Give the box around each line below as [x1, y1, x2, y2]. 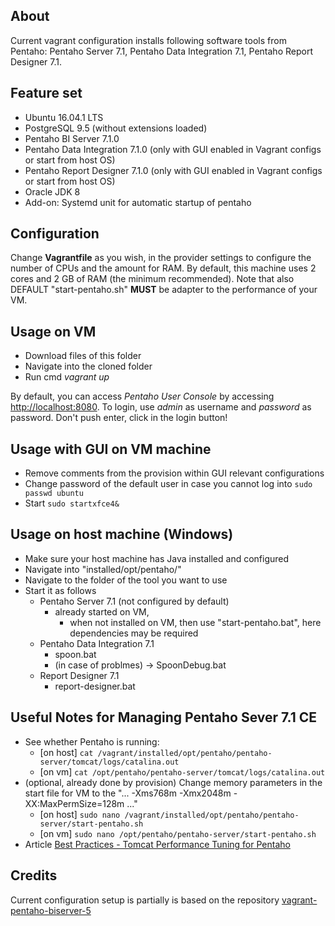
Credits [10, 867, 58, 884]
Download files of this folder [24, 350, 142, 362]
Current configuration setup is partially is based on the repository [10, 894, 280, 906]
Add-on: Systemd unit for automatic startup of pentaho [24, 196, 252, 208]
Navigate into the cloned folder [24, 360, 153, 373]
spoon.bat [54, 648, 97, 660]
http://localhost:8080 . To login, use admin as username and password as [10, 401, 312, 413]
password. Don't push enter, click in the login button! [10, 412, 228, 424]
